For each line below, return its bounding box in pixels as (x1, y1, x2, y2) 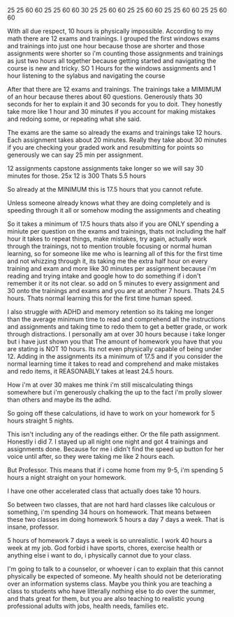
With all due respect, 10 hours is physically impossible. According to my (7, 27, 214, 35)
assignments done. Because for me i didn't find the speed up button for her (7, 445, 224, 453)
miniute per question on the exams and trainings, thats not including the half (7, 227, 226, 235)
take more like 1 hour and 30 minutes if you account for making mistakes (7, 108, 216, 115)
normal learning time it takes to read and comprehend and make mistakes (7, 360, 219, 368)
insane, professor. (7, 523, 59, 531)
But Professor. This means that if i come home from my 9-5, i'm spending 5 (7, 466, 224, 474)
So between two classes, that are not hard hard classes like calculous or (7, 500, 215, 509)
